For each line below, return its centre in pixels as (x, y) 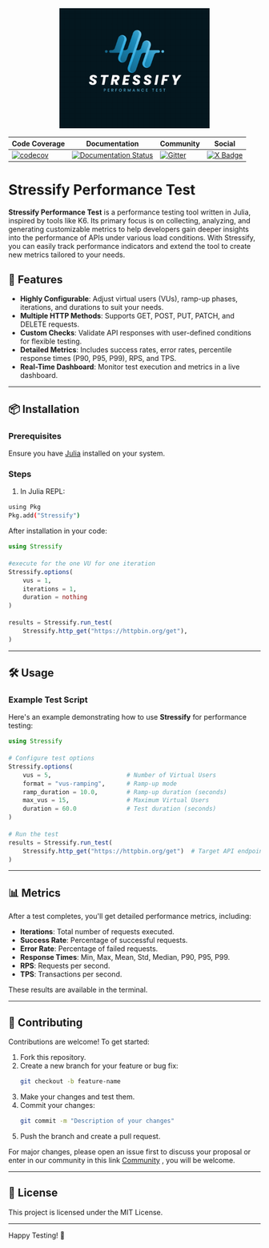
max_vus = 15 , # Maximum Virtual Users (116, 801)
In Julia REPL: (42, 492)
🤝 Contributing (46, 1023)
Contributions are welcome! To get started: (79, 1042)
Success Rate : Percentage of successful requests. (104, 941)
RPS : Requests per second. (65, 966)
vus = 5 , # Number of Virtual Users (120, 775)
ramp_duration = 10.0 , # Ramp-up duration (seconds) (125, 792)
